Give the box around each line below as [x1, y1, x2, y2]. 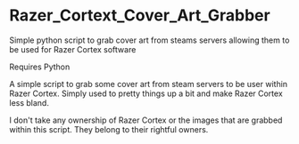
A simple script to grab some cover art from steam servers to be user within [9, 78, 288, 89]
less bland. [9, 97, 49, 108]
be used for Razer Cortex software [9, 44, 137, 54]
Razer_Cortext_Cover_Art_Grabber [9, 5, 270, 26]
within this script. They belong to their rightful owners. [9, 124, 209, 134]
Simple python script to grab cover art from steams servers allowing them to [9, 35, 290, 45]
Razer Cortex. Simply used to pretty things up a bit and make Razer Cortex [9, 88, 283, 99]
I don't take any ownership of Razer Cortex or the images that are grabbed [9, 115, 283, 125]
